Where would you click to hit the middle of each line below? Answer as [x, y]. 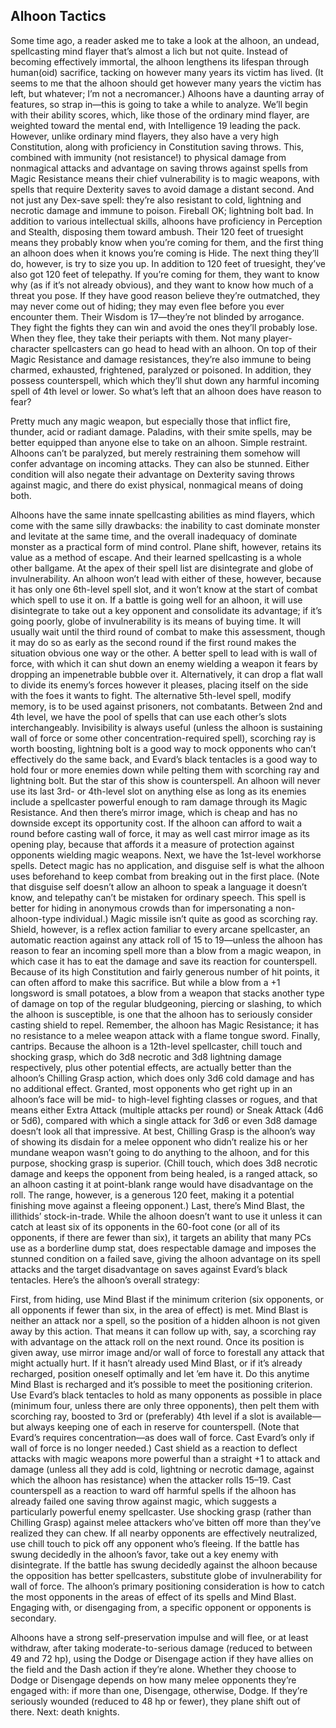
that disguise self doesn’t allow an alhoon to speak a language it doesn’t [159, 886]
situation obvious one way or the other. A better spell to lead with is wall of [164, 653]
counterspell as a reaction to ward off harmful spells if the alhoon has [153, 1490]
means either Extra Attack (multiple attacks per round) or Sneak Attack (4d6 [167, 1110]
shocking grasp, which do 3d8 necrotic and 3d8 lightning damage [146, 1056]
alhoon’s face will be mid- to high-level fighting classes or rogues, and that [164, 1099]
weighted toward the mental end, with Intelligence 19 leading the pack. [156, 125]
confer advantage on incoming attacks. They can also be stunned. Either [160, 463]
